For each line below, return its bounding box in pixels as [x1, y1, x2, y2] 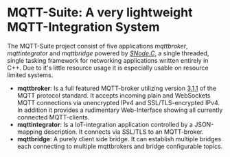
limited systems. [7, 70, 54, 79]
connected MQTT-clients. [16, 113, 90, 121]
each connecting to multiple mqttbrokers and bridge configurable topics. [16, 142, 223, 150]
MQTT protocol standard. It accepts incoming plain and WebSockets [16, 91, 211, 100]
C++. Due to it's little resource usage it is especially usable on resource [7, 63, 209, 72]
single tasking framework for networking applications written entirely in [7, 56, 209, 64]
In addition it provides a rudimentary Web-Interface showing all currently [16, 106, 223, 114]
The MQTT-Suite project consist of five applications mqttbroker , [7, 42, 188, 50]
